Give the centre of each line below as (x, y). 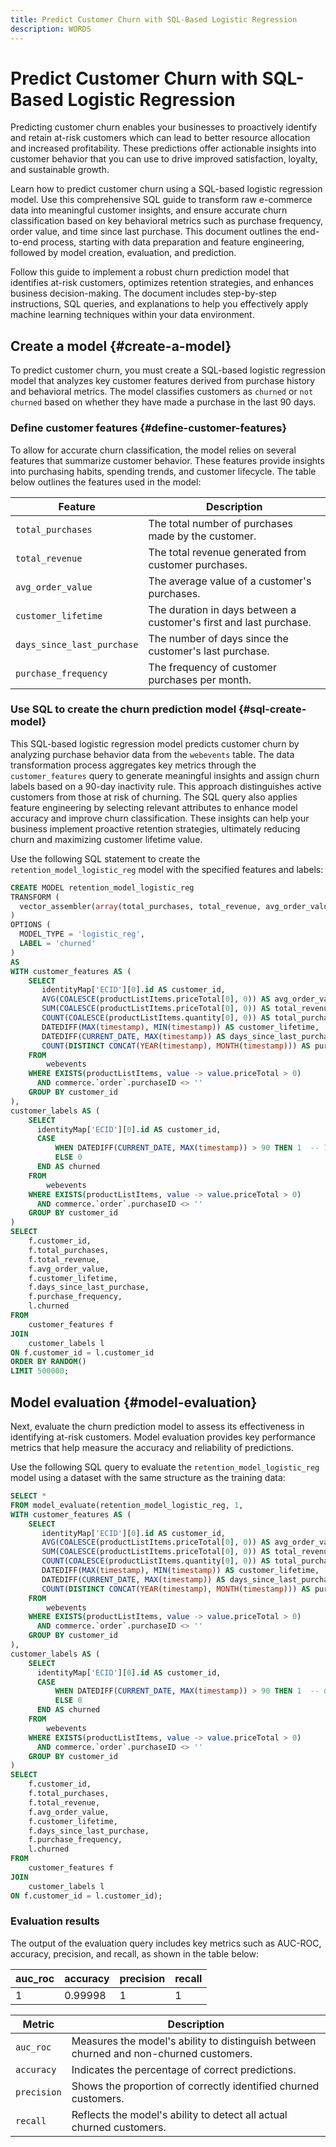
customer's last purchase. (209, 651)
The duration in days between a (222, 609)
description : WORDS (51, 29)
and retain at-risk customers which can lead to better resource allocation (160, 138)
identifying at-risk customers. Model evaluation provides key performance (163, 1437)
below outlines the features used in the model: (106, 482)
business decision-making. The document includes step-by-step (143, 293)
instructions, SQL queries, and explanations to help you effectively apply (159, 304)
